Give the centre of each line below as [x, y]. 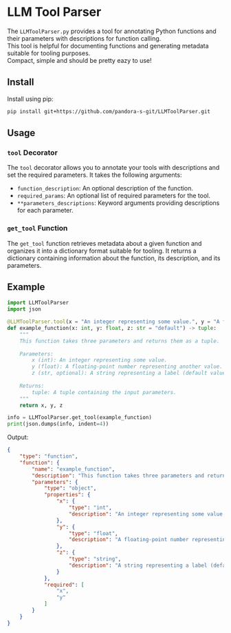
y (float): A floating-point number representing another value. [128, 367]
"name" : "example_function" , [74, 469]
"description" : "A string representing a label [138, 565]
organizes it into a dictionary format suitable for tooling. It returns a [102, 251]
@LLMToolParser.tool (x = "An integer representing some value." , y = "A [113, 322]
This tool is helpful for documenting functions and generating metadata [108, 46]
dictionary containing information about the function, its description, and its [114, 258]
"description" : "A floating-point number [129, 540]
